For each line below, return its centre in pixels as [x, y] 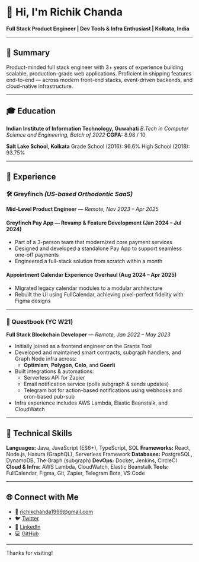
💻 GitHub [27, 533]
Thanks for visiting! [30, 552]
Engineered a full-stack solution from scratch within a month [89, 261]
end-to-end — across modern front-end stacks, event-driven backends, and [99, 80]
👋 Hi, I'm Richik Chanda [65, 12]
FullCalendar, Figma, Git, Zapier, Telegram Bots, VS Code [76, 473]
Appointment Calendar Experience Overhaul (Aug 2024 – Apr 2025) [91, 275]
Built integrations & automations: [54, 371]
